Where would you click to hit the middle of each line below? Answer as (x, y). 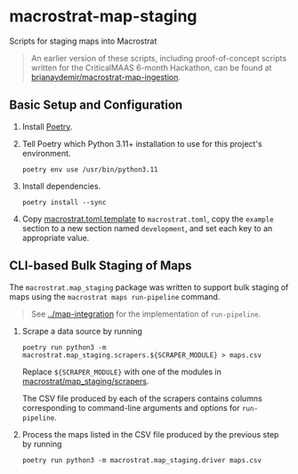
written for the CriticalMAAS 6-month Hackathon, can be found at (151, 68)
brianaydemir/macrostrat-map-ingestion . (105, 76)
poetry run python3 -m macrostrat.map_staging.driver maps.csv (142, 460)
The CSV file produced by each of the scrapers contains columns (142, 398)
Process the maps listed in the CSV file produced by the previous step (150, 434)
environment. (46, 153)
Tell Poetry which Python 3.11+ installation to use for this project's (142, 143)
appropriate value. (56, 237)
